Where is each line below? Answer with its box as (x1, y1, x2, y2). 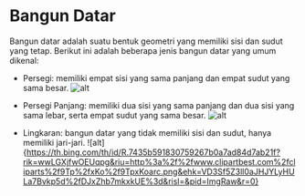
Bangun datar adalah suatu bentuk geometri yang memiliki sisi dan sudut (9, 36, 283, 46)
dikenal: (9, 55, 39, 66)
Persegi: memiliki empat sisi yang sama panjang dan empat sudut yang (22, 72, 290, 83)
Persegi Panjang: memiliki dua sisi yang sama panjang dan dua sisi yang (22, 99, 295, 110)
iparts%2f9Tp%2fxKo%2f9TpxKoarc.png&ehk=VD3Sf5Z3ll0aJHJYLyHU (22, 166, 295, 177)
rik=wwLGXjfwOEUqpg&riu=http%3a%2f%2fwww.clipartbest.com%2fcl (22, 156, 296, 167)
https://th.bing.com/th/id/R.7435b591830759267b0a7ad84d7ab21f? (26, 147, 281, 158)
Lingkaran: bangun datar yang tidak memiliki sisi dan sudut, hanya (22, 127, 272, 138)
